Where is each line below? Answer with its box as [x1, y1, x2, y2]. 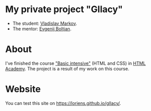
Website [5, 84, 41, 95]
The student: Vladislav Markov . [12, 20, 77, 26]
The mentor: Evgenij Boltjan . [12, 25, 72, 31]
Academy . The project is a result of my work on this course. [5, 65, 130, 71]
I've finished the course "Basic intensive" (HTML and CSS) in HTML [5, 60, 146, 66]
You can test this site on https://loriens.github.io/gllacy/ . [5, 100, 121, 106]
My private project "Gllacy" [5, 4, 123, 15]
